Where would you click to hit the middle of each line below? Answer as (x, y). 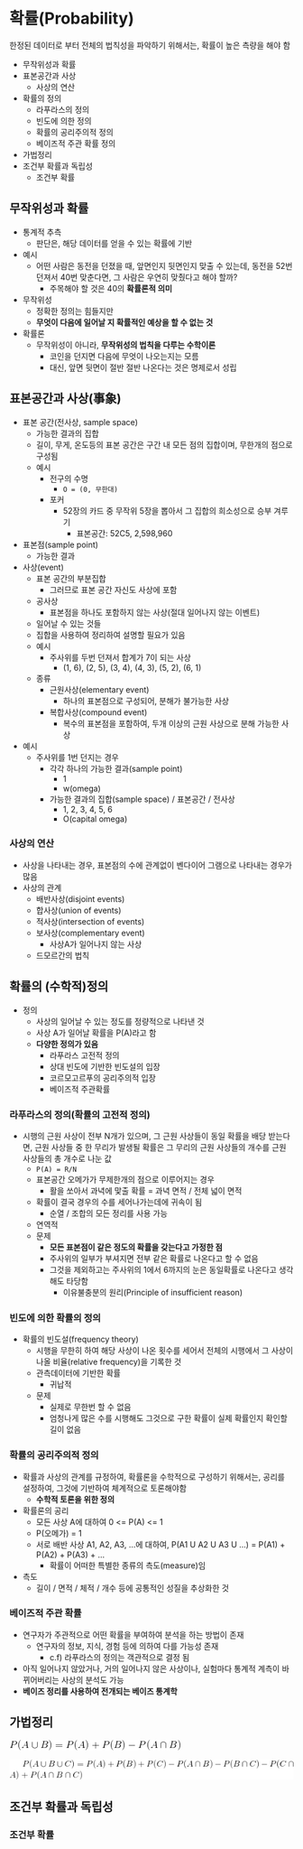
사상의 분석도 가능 (93, 1679)
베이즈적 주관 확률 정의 (76, 143)
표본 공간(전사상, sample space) (80, 422)
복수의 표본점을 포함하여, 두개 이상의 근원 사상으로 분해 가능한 (171, 723)
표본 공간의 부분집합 (71, 578)
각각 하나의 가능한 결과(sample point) (116, 768)
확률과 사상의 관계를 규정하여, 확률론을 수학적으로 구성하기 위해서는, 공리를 (154, 1476)
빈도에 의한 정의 (64, 121)
